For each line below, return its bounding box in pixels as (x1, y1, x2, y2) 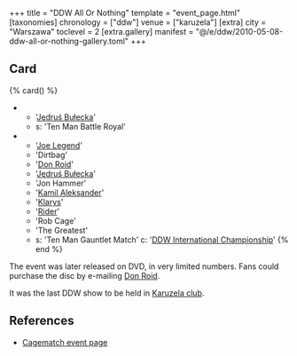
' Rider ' (35, 206, 60, 217)
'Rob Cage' (35, 215, 77, 225)
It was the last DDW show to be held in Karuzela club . (9, 288, 205, 298)
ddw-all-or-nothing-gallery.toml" (9, 36, 129, 46)
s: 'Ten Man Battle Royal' (35, 121, 127, 131)
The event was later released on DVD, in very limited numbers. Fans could (9, 261, 279, 272)
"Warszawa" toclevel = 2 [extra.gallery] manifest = (9, 27, 194, 36)
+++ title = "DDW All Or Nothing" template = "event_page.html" (9, 8, 241, 18)
